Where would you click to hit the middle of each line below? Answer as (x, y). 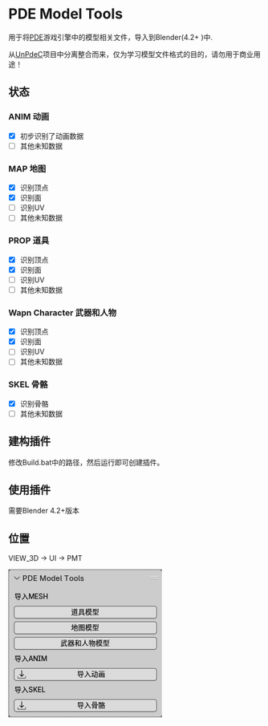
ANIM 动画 (29, 117)
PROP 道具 (29, 241)
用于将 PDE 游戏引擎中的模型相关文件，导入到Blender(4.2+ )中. (111, 37)
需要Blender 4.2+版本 (44, 511)
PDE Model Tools (65, 14)
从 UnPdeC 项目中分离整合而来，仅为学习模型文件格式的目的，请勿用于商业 (131, 54)
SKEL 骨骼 (28, 384)
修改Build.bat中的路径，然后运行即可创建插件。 (86, 462)
